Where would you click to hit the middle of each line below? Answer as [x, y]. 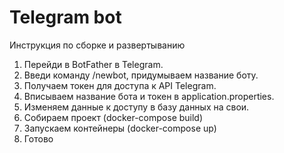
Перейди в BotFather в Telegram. [93, 64]
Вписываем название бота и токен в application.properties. [149, 96]
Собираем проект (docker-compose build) [113, 117]
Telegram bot [65, 17]
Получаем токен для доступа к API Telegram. [120, 85]
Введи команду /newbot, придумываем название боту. [141, 75]
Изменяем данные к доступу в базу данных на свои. [136, 107]
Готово [38, 138]
